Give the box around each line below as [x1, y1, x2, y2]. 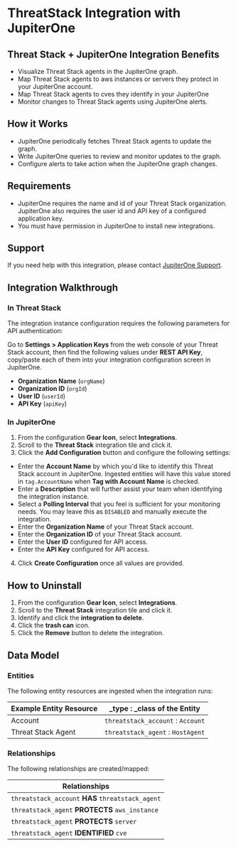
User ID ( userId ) [17, 392, 66, 401]
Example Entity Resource [11, 703, 98, 713]
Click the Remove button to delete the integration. [17, 629, 164, 637]
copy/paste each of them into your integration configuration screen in [7, 355, 211, 364]
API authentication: [7, 327, 63, 335]
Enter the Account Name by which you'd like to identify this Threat [17, 462, 214, 470]
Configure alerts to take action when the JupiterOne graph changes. [17, 159, 218, 168]
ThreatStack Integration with [7, 5, 181, 21]
